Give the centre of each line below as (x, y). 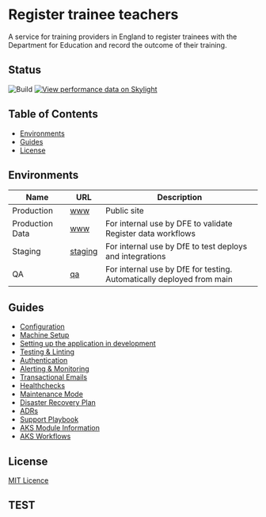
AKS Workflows (45, 436)
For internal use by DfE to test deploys (177, 246)
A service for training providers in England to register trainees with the (123, 37)
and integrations (136, 257)
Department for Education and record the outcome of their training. (118, 44)
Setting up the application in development (87, 344)
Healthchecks (42, 386)
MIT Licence (28, 480)
